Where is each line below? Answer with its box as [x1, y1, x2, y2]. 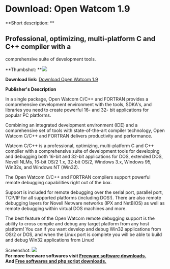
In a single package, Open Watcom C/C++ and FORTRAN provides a [5, 96, 149, 102]
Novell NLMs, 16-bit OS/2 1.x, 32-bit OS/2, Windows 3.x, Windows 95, [5, 158, 152, 165]
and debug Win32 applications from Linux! [5, 237, 95, 243]
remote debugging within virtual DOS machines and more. [5, 205, 127, 211]
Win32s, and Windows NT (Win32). [5, 164, 80, 170]
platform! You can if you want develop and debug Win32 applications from [5, 226, 161, 232]
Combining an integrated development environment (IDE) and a [5, 122, 138, 128]
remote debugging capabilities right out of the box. [5, 179, 112, 185]
